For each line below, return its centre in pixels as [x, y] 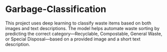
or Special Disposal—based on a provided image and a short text [73, 39]
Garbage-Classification [56, 9]
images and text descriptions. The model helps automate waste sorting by [82, 28]
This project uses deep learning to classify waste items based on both [78, 23]
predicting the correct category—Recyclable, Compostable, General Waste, [84, 33]
